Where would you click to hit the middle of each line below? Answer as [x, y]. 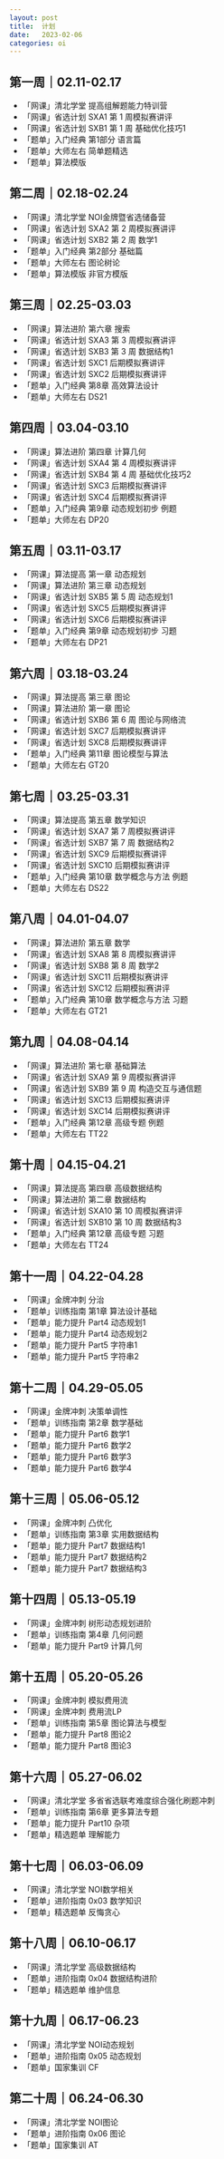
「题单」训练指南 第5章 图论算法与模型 [94, 1723]
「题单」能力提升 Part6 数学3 [77, 1457]
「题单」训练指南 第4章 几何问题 [83, 1634]
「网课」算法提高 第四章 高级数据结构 [92, 1188]
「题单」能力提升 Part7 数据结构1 [84, 1545]
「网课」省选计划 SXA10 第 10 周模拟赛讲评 [103, 1211]
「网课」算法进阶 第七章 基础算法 [84, 1065]
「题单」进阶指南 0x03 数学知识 [82, 1901]
